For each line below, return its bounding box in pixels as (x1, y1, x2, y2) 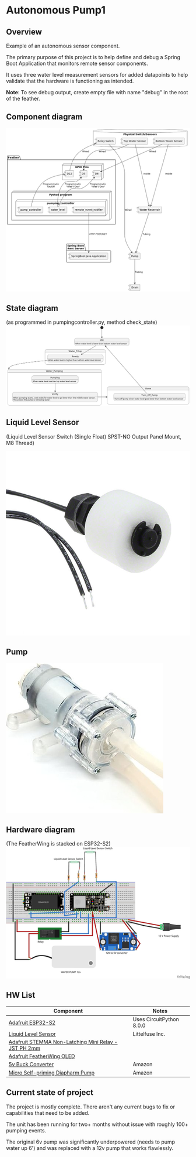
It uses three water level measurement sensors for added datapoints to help (6, 71, 188, 78)
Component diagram (6, 112, 83, 122)
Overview (6, 27, 43, 37)
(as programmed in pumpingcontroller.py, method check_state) (6, 319, 157, 326)
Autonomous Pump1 (6, 4, 106, 17)
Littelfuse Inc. (132, 1030, 165, 1037)
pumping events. (6, 1127, 47, 1134)
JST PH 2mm (8, 1045, 41, 1052)
